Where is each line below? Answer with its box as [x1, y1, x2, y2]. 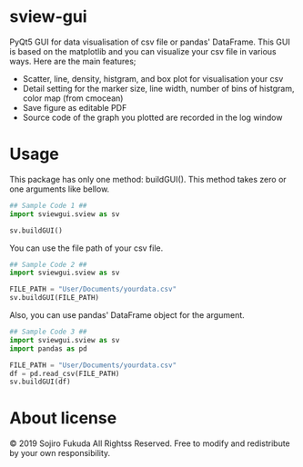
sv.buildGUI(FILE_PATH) [9, 293, 100, 303]
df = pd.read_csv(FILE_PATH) [9, 369, 120, 378]
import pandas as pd [9, 343, 88, 353]
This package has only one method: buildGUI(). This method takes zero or [9, 174, 287, 184]
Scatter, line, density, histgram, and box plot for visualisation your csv [22, 73, 284, 84]
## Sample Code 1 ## [9, 201, 88, 210]
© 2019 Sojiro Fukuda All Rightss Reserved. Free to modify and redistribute [9, 438, 291, 449]
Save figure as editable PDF [22, 102, 127, 113]
